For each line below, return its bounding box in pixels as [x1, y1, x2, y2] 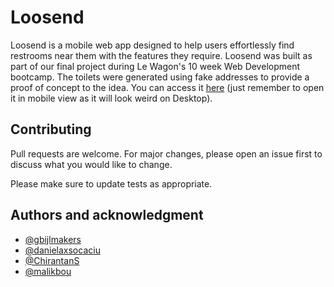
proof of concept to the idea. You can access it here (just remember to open [10, 81, 325, 93]
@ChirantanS [24, 254, 80, 266]
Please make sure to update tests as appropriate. [10, 177, 213, 190]
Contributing [10, 121, 92, 138]
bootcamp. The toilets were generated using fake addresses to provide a [10, 71, 310, 83]
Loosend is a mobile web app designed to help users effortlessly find [10, 39, 295, 51]
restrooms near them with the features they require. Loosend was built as [10, 49, 313, 61]
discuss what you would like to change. [10, 158, 173, 170]
